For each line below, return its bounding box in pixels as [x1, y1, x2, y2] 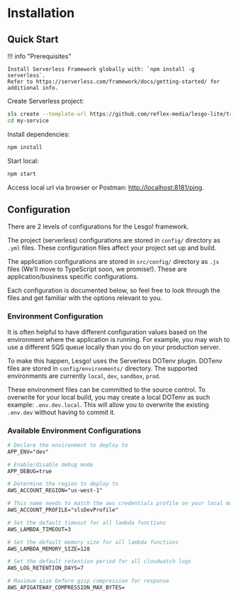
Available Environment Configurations [7, 426, 142, 436]
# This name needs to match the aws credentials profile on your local [7, 500, 223, 507]
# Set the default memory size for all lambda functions [7, 538, 179, 546]
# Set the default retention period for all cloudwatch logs [7, 558, 192, 565]
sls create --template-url [7, 111, 87, 118]
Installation [7, 5, 75, 21]
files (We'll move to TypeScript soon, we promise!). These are [7, 265, 188, 274]
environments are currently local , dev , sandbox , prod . [7, 371, 161, 380]
